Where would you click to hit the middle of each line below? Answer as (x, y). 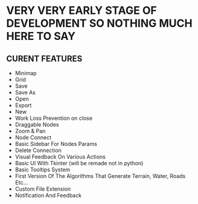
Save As (25, 92)
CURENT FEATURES (44, 58)
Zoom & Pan (30, 131)
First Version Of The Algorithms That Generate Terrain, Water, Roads (100, 176)
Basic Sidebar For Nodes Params (56, 144)
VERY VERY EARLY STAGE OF (81, 11)
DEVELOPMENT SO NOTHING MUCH (99, 23)
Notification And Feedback (48, 195)
